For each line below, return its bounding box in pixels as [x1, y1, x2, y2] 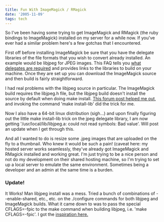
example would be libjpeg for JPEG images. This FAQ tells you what [5, 60, 141, 66]
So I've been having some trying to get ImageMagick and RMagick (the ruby [5, 30, 159, 36]
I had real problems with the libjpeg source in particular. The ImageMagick [5, 85, 155, 91]
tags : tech [5, 16, 27, 21]
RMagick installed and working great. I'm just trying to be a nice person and [5, 151, 158, 157]
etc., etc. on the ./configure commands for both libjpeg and [39, 195, 158, 201]
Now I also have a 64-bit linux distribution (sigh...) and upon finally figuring [5, 111, 156, 116]
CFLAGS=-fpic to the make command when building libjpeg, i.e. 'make [5, 206, 147, 212]
